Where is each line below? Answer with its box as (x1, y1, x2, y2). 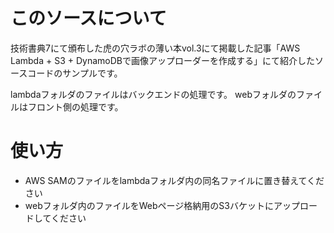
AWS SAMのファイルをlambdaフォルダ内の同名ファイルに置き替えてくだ (24, 174, 325, 186)
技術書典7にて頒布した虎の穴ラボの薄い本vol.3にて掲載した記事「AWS (10, 42, 301, 54)
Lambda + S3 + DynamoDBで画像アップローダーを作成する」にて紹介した (10, 54, 315, 66)
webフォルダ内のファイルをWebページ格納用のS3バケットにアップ (24, 199, 300, 211)
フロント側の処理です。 (27, 100, 124, 113)
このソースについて (10, 7, 167, 30)
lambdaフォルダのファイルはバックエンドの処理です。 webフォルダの (10, 88, 297, 100)
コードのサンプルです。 (27, 67, 123, 79)
